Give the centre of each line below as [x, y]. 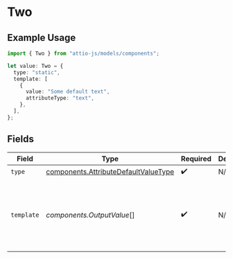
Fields [21, 139]
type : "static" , [37, 72]
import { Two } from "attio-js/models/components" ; [83, 53]
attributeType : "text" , [60, 98]
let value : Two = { [35, 66]
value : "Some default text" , [68, 92]
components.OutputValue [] [90, 215]
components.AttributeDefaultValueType [110, 172]
